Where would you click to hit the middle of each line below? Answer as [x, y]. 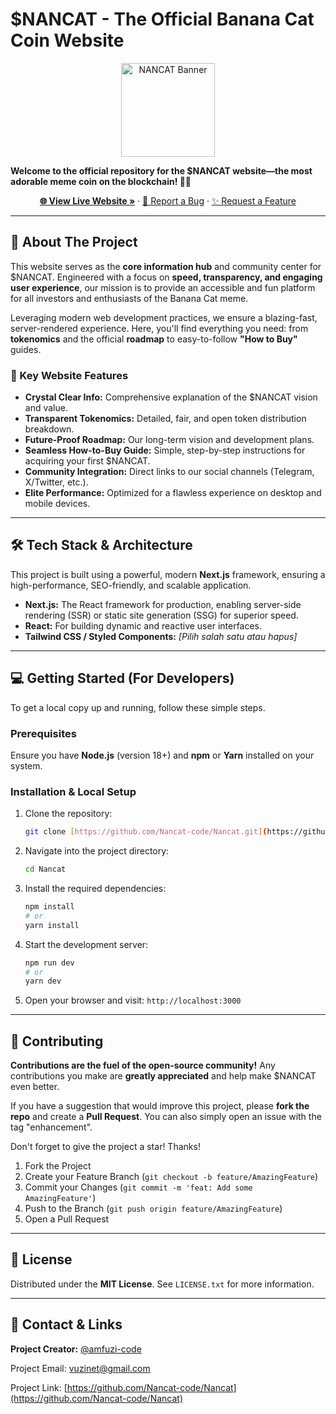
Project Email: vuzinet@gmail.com [80, 1368]
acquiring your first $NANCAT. [87, 461]
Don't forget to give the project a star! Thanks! [105, 1147]
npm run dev [49, 963]
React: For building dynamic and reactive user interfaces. [143, 625]
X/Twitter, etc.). [56, 482]
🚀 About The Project [74, 242]
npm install [49, 907]
